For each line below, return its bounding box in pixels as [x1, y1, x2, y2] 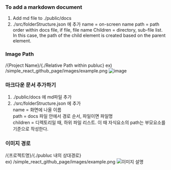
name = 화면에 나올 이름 [12, 106, 62, 113]
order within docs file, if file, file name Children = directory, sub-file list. [12, 27, 163, 33]
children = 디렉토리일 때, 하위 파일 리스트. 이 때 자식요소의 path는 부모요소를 [12, 119, 166, 126]
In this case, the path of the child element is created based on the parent [12, 32, 166, 39]
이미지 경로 [5, 139, 31, 147]
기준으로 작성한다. [12, 126, 48, 132]
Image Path [5, 51, 34, 58]
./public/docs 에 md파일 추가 [12, 93, 72, 100]
